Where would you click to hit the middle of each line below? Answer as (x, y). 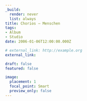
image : (12, 77)
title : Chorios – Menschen (33, 23)
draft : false (18, 64)
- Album (13, 32)
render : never (24, 14)
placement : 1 (23, 82)
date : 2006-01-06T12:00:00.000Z (38, 42)
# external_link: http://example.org (44, 50)
